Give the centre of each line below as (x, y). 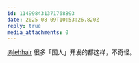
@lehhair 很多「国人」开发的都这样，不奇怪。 (72, 52)
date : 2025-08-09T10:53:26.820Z (53, 20)
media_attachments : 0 (38, 32)
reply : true (24, 26)
